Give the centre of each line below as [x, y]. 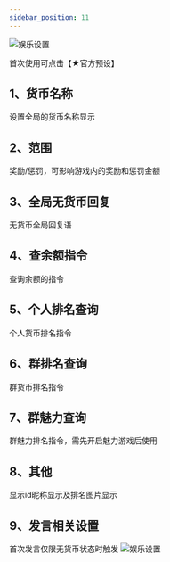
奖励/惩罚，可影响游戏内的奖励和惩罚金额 [85, 171]
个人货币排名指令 [40, 333]
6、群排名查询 [48, 364]
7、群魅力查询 [48, 417]
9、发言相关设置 [54, 526]
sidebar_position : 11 [49, 17]
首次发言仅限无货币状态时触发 [64, 549]
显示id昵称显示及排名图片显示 [63, 495]
